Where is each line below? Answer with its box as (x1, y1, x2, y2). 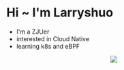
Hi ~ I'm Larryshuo (6, 5, 114, 21)
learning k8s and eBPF (16, 42, 80, 50)
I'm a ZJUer (16, 27, 50, 36)
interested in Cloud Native (16, 34, 90, 43)
